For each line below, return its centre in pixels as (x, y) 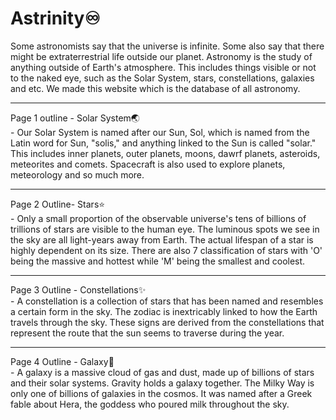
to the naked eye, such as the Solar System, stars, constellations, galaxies (162, 78)
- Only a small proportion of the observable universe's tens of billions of (158, 218)
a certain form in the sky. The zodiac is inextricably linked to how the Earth (164, 311)
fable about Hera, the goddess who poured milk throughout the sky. (150, 404)
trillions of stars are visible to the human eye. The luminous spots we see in (165, 229)
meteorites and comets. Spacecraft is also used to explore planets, (148, 164)
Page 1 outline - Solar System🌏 (75, 118)
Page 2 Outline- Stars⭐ (58, 204)
